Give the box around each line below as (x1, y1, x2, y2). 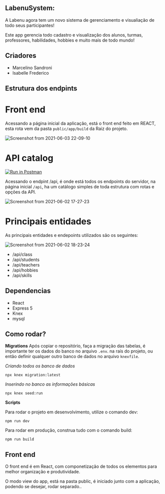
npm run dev (5, 419, 30, 424)
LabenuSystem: (5, 4, 55, 12)
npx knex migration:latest (5, 373, 61, 378)
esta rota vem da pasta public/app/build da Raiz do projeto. (5, 126, 128, 132)
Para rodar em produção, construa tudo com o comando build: (5, 427, 132, 433)
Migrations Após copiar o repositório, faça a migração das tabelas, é (5, 343, 146, 349)
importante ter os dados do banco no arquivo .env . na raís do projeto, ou (5, 348, 153, 354)
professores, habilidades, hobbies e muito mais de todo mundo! (5, 37, 135, 43)
